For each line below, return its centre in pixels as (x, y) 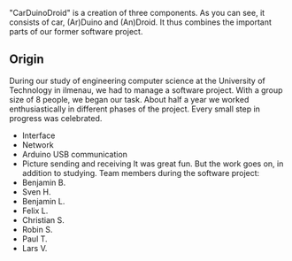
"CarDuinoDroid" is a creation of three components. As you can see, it (137, 13)
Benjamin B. (44, 182)
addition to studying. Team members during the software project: (141, 173)
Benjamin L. (43, 201)
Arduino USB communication (75, 154)
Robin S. (37, 229)
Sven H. (36, 192)
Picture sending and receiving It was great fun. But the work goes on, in (153, 164)
